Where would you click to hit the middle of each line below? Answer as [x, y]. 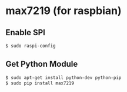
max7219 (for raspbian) [63, 11]
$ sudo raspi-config [31, 46]
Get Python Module [42, 64]
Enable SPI [25, 33]
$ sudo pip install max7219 [40, 83]
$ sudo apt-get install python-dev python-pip [63, 77]
